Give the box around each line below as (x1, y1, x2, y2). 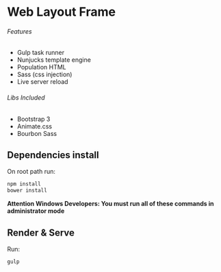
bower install (7, 187, 48, 194)
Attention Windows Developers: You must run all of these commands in (7, 200, 214, 208)
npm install (7, 181, 41, 188)
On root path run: (7, 168, 56, 176)
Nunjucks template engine (16, 56, 91, 64)
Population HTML (16, 63, 66, 71)
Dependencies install (7, 149, 99, 161)
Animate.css (16, 122, 53, 131)
